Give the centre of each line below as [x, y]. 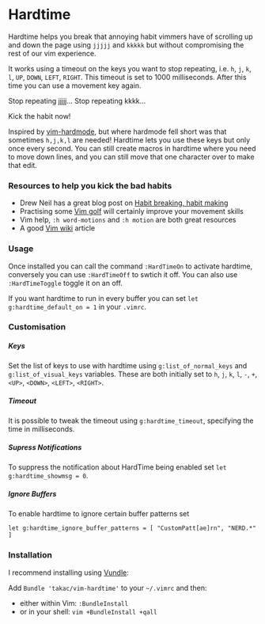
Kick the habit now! [40, 116]
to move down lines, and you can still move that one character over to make [131, 157]
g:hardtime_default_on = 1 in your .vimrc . [77, 306]
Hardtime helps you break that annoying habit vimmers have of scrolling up [131, 36]
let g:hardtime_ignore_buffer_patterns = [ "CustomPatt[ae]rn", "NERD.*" [132, 528]
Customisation [37, 327]
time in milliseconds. [42, 429]
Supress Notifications [45, 447]
